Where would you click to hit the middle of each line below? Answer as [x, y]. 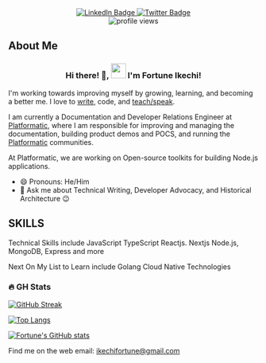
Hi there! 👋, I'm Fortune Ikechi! [133, 76]
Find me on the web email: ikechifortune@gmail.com [94, 350]
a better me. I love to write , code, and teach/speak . [92, 101]
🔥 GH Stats [30, 287]
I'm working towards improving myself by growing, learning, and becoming [131, 93]
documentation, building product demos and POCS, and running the [119, 134]
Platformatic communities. [51, 142]
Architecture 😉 [44, 198]
